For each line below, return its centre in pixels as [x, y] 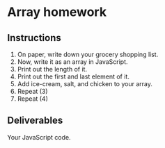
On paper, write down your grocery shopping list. [88, 54]
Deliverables [35, 121]
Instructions [34, 38]
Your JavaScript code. [39, 137]
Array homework [57, 12]
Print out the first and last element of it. [73, 76]
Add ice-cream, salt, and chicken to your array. [85, 84]
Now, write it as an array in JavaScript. [72, 62]
